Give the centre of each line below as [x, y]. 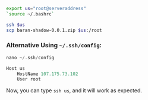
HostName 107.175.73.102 [48, 74]
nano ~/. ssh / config [30, 57]
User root [29, 79]
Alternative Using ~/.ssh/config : [54, 46]
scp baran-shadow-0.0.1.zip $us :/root [54, 30]
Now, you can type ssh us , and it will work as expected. [74, 91]
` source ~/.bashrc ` [30, 14]
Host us [16, 68]
